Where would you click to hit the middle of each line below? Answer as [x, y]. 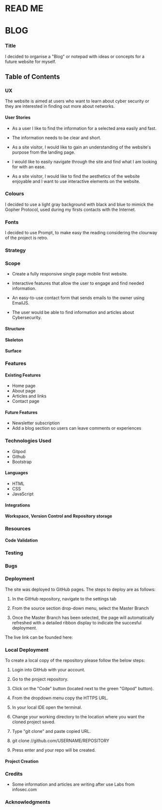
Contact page [26, 401]
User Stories [18, 117]
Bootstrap [22, 462]
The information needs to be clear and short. [57, 138]
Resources [18, 529]
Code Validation [21, 540]
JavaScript [23, 494]
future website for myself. [31, 62]
